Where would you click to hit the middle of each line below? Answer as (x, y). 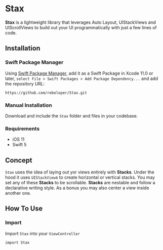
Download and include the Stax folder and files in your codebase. (72, 116)
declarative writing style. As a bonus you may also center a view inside (77, 188)
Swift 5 (20, 145)
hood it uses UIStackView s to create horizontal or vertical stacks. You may (80, 177)
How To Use (24, 209)
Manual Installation (29, 105)
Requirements (22, 128)
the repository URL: (25, 83)
